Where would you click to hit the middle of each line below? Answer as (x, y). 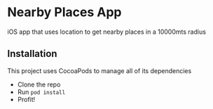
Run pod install (41, 91)
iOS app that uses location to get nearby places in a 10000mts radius (107, 32)
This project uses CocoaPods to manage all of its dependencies (99, 70)
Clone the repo (39, 84)
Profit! (26, 99)
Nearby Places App (64, 12)
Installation (32, 54)
